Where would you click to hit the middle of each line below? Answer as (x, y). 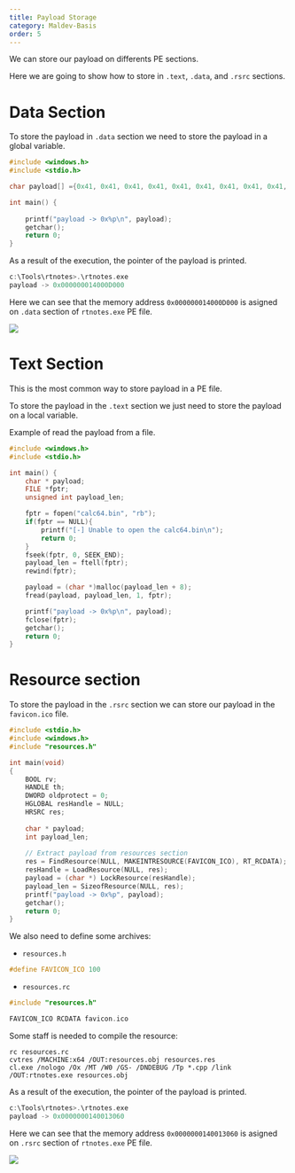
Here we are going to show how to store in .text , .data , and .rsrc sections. (147, 76)
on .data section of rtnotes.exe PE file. (81, 311)
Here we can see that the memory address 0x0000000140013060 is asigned (144, 1133)
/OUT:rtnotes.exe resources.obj (69, 1075)
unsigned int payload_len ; (75, 497)
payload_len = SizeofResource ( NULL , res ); (105, 886)
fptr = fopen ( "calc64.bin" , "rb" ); (91, 514)
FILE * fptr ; (47, 489)
